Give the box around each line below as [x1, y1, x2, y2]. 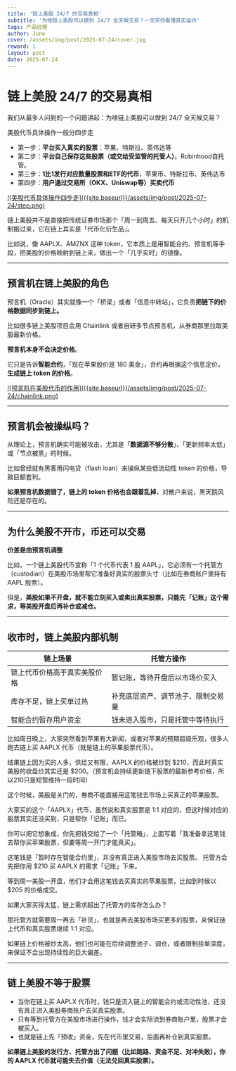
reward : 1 [7, 43, 37, 50]
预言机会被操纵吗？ [7, 420, 91, 432]
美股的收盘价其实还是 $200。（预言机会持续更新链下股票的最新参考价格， [7, 766, 219, 775]
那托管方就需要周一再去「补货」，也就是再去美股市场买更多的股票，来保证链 [7, 915, 226, 924]
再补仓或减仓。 [55, 602, 100, 611]
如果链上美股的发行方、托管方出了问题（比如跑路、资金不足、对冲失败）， [7, 1047, 220, 1056]
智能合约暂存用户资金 [11, 715, 82, 725]
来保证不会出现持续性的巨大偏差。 [7, 948, 106, 956]
